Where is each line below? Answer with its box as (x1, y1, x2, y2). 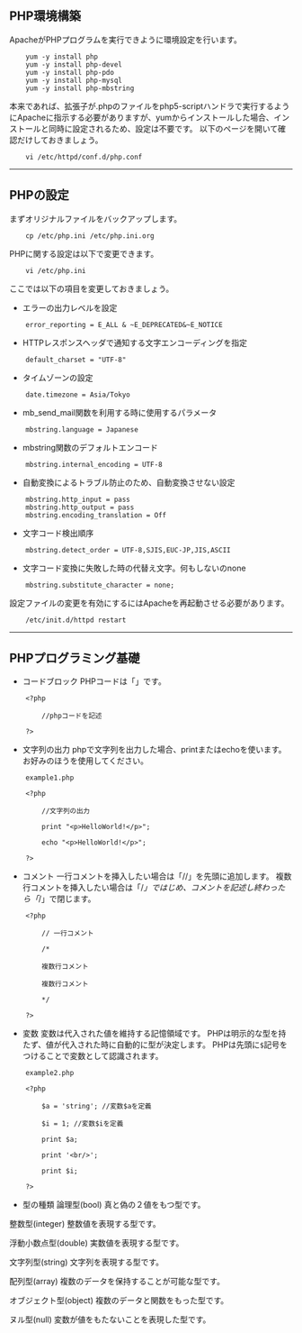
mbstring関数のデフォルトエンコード (22, 442, 159, 452)
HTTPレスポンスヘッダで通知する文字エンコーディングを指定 (22, 337, 247, 348)
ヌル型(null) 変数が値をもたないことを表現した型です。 (9, 1314, 211, 1325)
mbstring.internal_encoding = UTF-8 (25, 460, 164, 469)
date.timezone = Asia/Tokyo (25, 390, 130, 399)
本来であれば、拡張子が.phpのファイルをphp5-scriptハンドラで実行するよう (9, 100, 290, 111)
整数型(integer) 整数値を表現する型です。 (9, 1219, 162, 1229)
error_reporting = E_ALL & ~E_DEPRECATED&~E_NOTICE (25, 320, 223, 329)
